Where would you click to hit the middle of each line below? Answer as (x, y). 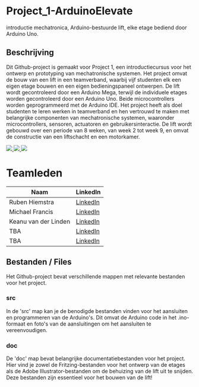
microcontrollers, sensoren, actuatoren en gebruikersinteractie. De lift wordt (99, 124)
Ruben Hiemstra (32, 202)
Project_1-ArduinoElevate (70, 11)
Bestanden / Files (39, 262)
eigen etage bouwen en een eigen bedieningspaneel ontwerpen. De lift (93, 86)
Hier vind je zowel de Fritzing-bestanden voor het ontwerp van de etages (96, 365)
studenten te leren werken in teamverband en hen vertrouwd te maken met (98, 111)
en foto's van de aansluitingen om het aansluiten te (89, 324)
